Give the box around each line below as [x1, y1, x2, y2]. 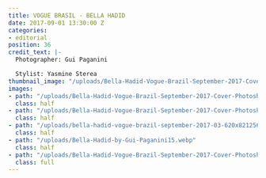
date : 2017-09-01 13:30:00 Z [8, 19, 104, 27]
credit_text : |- [8, 48, 62, 56]
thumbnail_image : [8, 77, 66, 85]
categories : [8, 26, 47, 34]
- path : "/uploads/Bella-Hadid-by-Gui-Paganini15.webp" [8, 136, 196, 144]
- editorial [8, 33, 47, 42]
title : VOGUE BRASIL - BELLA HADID [8, 11, 126, 20]
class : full [15, 158, 55, 166]
